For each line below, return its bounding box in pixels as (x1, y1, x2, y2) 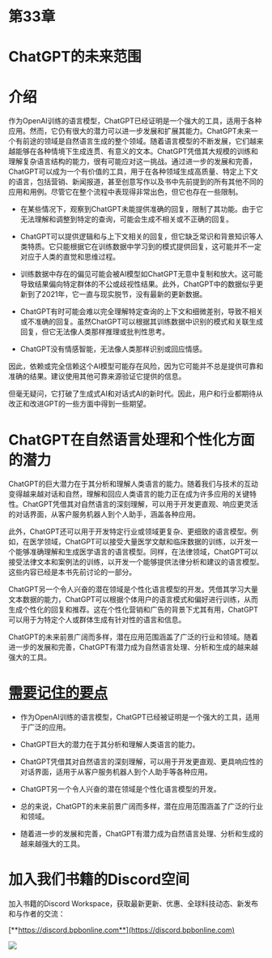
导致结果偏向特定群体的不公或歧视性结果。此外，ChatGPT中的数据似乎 (19, 279, 257, 289)
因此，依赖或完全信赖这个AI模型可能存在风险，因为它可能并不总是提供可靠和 (8, 362, 264, 372)
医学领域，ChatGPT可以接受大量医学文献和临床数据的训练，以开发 (29, 537, 252, 547)
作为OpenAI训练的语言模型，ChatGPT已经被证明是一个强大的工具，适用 (19, 712, 261, 722)
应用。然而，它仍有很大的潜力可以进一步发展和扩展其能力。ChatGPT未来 (8, 127, 252, 136)
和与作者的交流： (8, 909, 66, 919)
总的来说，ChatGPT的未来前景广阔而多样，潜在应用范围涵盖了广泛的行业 (19, 801, 264, 811)
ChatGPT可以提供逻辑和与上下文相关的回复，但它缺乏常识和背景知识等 (19, 232, 257, 242)
